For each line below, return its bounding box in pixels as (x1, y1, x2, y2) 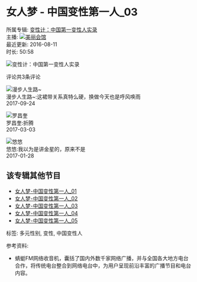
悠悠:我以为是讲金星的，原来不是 (6, 145, 86, 152)
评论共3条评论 (6, 73, 41, 80)
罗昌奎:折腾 (6, 119, 34, 126)
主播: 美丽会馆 (6, 33, 46, 40)
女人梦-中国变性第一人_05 (14, 217, 78, 224)
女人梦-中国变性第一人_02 (14, 195, 78, 202)
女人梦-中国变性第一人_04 (14, 209, 78, 217)
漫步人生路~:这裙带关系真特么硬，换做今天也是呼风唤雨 (6, 93, 141, 100)
